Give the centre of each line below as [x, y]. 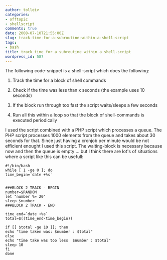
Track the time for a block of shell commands [59, 80]
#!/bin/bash [18, 166]
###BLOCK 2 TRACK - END [30, 206]
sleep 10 [14, 245]
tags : [11, 43]
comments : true [21, 29]
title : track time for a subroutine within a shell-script [68, 52]
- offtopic [17, 19]
